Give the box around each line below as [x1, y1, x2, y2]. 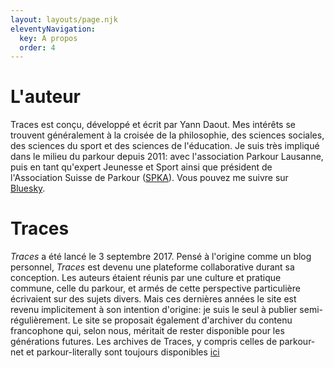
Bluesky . [10, 182, 46, 195]
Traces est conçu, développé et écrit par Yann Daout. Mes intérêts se [10, 119, 296, 131]
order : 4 [19, 42, 56, 53]
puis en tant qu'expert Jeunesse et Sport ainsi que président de [10, 161, 273, 173]
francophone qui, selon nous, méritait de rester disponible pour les [10, 325, 285, 337]
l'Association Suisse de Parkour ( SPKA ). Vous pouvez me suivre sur [10, 172, 289, 184]
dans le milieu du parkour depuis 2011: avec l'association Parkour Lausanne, [10, 151, 324, 163]
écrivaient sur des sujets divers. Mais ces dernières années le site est [10, 293, 297, 305]
